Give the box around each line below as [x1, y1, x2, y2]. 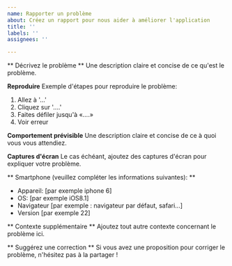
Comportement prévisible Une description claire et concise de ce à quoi [7, 132, 217, 140]
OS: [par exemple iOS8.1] [17, 194, 89, 203]
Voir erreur [17, 118, 49, 126]
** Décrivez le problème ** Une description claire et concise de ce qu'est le [7, 61, 225, 70]
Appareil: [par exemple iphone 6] [17, 187, 112, 195]
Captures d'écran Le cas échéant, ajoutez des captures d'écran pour [7, 152, 207, 161]
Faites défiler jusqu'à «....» [17, 111, 94, 119]
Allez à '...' [17, 95, 47, 104]
